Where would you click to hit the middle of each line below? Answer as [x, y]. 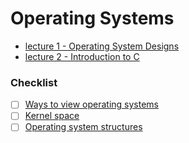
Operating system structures [83, 127]
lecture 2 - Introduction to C [82, 56]
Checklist [34, 82]
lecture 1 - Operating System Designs [102, 46]
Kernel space [52, 116]
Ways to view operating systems [91, 104]
